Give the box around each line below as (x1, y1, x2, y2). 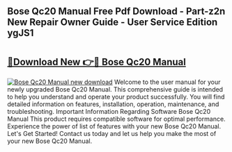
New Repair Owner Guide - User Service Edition (7, 17, 218, 28)
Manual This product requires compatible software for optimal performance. (7, 115, 226, 123)
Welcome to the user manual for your (114, 78, 221, 86)
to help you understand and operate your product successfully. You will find (7, 93, 225, 101)
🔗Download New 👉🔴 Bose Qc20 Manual (7, 56, 186, 68)
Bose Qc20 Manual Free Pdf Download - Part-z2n (7, 6, 226, 17)
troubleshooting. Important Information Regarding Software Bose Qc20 (7, 108, 211, 115)
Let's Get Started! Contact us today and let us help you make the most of (7, 130, 217, 137)
